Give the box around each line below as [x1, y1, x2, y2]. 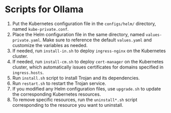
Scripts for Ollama [5, 4, 84, 15]
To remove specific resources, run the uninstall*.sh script [12, 96, 138, 103]
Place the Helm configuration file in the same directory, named [12, 31, 145, 37]
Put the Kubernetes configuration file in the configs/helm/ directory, [12, 20, 156, 27]
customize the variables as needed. [12, 42, 88, 48]
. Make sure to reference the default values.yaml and [40, 37, 152, 43]
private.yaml [12, 37, 41, 43]
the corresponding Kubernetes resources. [12, 91, 101, 97]
